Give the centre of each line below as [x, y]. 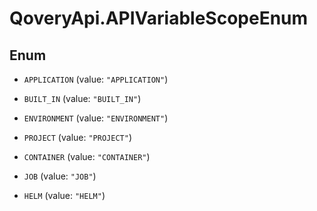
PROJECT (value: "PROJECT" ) [77, 137]
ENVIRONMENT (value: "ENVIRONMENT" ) [96, 118]
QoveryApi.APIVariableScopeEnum [159, 18]
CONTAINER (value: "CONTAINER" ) [87, 156]
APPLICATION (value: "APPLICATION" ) [96, 79]
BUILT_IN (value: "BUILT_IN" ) [82, 98]
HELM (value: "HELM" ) [64, 195]
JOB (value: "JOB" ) [60, 176]
